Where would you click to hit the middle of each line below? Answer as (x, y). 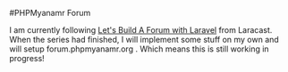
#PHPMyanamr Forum (50, 13)
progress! (27, 58)
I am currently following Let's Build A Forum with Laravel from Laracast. (141, 30)
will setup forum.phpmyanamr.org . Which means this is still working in (140, 49)
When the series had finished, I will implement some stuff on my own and (144, 40)
